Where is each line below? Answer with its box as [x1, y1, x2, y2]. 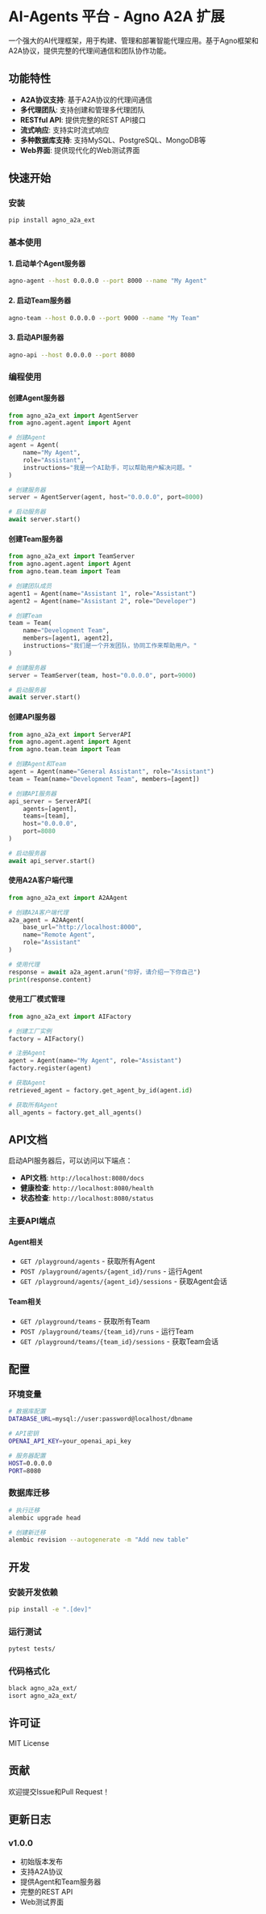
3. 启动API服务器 [8, 332, 64, 342]
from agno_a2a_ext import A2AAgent [8, 894, 128, 902]
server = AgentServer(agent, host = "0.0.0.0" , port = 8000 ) [8, 493, 204, 501]
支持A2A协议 [19, 1867, 63, 1877]
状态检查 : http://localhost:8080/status [19, 1194, 155, 1203]
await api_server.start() [8, 856, 95, 865]
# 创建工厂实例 [8, 1027, 52, 1035]
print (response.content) [8, 975, 92, 983]
